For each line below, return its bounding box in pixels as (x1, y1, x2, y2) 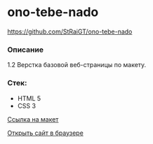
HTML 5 (17, 94, 41, 102)
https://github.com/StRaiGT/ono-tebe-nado (7, 27, 133, 36)
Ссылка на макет (7, 115, 59, 123)
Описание (7, 45, 44, 55)
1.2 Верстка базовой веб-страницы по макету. (7, 61, 147, 69)
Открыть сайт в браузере (7, 129, 84, 137)
